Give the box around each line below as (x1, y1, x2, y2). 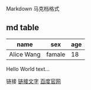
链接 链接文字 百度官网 (6, 78, 61, 85)
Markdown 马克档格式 (6, 5, 60, 12)
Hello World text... (6, 65, 50, 72)
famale (46, 50, 66, 58)
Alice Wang (9, 50, 41, 58)
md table (6, 22, 40, 33)
